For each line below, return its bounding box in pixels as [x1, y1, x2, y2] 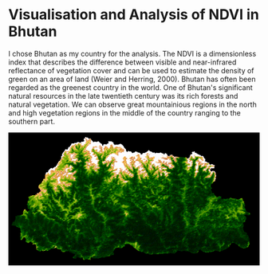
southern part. [8, 116, 56, 126]
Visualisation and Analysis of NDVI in [8, 6, 259, 24]
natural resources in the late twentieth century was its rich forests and [8, 91, 238, 100]
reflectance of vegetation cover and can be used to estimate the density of [8, 65, 254, 75]
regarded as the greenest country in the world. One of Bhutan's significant [8, 82, 253, 92]
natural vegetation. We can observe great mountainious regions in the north [8, 100, 257, 109]
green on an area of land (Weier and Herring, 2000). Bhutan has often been [8, 74, 256, 84]
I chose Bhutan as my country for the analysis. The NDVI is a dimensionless [8, 49, 257, 58]
